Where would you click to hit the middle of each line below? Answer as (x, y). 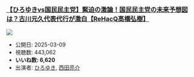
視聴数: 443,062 (35, 53)
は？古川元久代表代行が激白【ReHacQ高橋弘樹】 (78, 18)
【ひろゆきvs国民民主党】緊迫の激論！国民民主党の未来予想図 (97, 9)
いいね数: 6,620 (35, 60)
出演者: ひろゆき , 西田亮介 (47, 68)
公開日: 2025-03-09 (40, 45)
